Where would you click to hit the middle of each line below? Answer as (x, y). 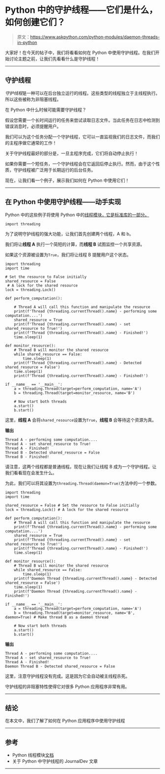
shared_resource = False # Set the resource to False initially (72, 505)
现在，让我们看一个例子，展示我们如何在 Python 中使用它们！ (67, 180)
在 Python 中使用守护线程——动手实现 (63, 202)
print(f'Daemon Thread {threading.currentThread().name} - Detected (85, 578)
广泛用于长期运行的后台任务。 (65, 170)
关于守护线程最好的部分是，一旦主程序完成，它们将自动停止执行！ (72, 153)
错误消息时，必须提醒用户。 (33, 126)
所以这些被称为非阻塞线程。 (33, 99)
